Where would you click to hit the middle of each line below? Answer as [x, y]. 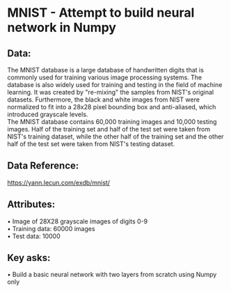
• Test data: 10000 [34, 236]
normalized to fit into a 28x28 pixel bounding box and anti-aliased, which [112, 107]
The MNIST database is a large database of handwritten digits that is [105, 70]
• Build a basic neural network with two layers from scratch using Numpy [112, 275]
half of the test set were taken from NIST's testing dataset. [91, 144]
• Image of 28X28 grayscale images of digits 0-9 [78, 221]
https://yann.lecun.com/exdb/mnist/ [58, 182]
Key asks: [29, 258]
